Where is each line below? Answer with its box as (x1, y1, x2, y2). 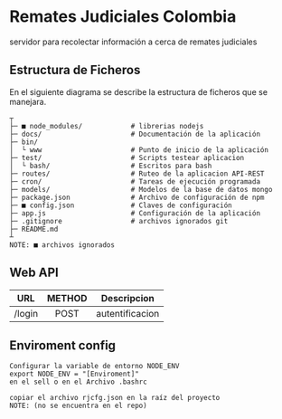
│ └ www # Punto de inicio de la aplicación (9, 145, 269, 155)
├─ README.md (9, 224, 59, 233)
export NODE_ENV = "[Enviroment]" (9, 369, 140, 379)
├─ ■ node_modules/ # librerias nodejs (9, 121, 204, 130)
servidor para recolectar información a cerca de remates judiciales (9, 36, 258, 47)
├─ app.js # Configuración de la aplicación (9, 208, 260, 218)
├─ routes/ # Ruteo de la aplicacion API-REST (9, 169, 265, 178)
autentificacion (96, 307, 160, 319)
